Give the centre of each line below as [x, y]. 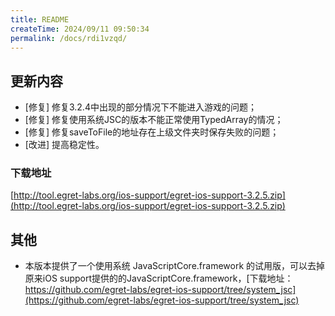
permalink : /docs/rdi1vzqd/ [69, 38]
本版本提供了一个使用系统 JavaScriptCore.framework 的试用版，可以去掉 [175, 266]
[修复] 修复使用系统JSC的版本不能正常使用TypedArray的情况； [154, 120]
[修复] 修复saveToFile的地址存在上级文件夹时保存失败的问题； [152, 132]
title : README [40, 19]
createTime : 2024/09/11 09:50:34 [80, 29]
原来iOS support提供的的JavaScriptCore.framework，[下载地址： [159, 278]
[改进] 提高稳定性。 [64, 145]
